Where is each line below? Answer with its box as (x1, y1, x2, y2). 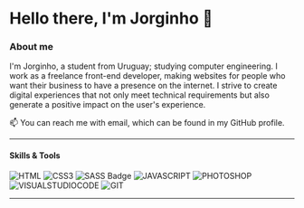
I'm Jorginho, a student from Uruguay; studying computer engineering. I (9, 61, 279, 71)
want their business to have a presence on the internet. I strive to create (9, 80, 278, 91)
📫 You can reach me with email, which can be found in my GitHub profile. (9, 118, 285, 128)
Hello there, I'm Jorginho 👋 (9, 8, 214, 29)
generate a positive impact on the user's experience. (9, 99, 206, 110)
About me (9, 41, 54, 53)
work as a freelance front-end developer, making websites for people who (9, 71, 286, 81)
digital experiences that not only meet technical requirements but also (9, 90, 270, 100)
